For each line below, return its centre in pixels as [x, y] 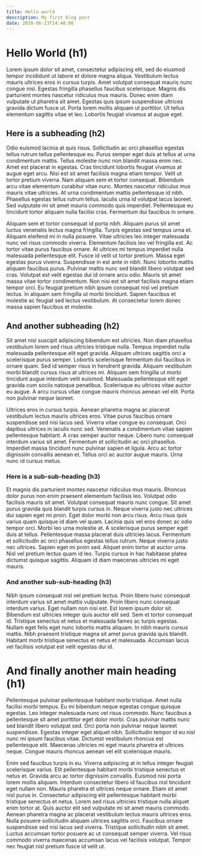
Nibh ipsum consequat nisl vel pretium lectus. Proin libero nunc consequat [98, 595]
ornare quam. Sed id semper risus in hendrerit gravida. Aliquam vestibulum [99, 366]
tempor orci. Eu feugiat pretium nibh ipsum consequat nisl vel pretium [92, 288]
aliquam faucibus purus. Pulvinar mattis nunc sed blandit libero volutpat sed [100, 268]
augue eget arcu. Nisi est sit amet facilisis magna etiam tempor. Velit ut [94, 174]
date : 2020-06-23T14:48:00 [40, 23]
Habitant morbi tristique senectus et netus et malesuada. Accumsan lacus [98, 640]
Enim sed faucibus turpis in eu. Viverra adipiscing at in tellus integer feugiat [100, 763]
